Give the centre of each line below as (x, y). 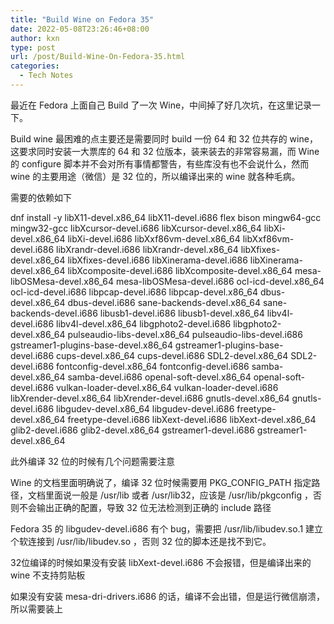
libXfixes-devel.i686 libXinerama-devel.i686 (157, 260)
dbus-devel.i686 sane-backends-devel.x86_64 (164, 302)
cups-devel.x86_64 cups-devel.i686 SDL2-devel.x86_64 (172, 355)
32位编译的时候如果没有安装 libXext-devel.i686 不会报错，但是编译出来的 (161, 562)
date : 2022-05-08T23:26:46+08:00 (80, 29)
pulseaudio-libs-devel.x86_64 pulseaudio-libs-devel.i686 (185, 334)
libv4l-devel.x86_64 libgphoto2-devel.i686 (143, 323)
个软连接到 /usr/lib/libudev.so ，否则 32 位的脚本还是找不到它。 (141, 541)
